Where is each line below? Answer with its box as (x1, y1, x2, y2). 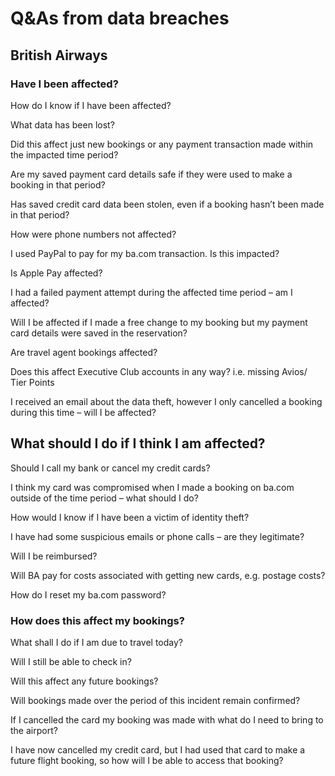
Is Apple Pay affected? (10, 267, 103, 279)
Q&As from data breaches (10, 7, 230, 30)
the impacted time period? (10, 148, 119, 161)
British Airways (10, 47, 108, 64)
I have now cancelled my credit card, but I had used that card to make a (10, 743, 306, 756)
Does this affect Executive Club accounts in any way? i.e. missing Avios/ (10, 365, 308, 377)
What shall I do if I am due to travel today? (10, 636, 183, 648)
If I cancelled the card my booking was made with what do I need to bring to (10, 713, 324, 726)
